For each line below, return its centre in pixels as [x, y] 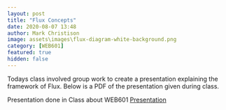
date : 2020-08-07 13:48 [42, 26]
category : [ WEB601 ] [36, 46]
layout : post [26, 14]
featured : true [29, 53]
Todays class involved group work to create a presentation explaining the [113, 79]
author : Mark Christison [43, 33]
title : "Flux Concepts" [42, 20]
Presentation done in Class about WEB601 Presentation [87, 100]
